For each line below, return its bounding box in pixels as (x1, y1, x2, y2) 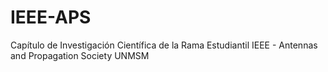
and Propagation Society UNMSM (10, 49, 150, 61)
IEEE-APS (10, 6, 92, 29)
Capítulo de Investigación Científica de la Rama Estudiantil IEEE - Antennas (10, 39, 318, 51)
